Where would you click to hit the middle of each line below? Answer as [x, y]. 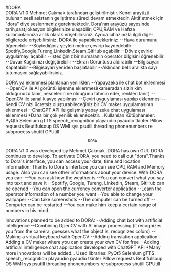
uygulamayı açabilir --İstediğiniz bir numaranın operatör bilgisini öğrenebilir [84, 56]
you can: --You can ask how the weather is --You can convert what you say [85, 178]
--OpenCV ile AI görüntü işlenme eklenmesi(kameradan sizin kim [74, 88]
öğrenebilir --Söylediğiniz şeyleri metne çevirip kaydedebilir [68, 45]
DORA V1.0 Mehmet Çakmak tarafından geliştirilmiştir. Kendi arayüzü [78, 13]
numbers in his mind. [27, 210]
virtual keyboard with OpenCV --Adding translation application [92, 237]
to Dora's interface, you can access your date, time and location [73, 161]
